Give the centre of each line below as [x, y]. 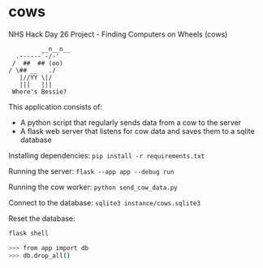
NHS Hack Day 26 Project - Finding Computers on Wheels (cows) [118, 34]
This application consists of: [56, 106]
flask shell [28, 233]
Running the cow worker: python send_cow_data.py [93, 187]
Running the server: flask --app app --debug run [91, 171]
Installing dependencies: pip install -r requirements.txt [107, 155]
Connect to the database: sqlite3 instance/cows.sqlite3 [105, 202]
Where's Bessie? [39, 92]
